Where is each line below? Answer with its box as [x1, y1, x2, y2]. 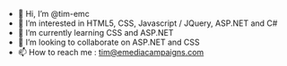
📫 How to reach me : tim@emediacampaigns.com [17, 47, 204, 57]
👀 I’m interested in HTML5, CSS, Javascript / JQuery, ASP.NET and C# [17, 18, 278, 29]
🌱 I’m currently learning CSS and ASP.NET [17, 28, 174, 37]
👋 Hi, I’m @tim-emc [17, 9, 90, 19]
